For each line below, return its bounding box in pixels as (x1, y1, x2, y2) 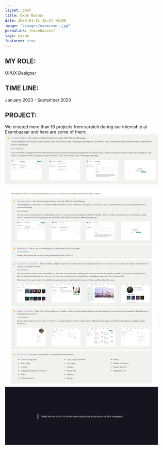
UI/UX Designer (5, 70, 36, 76)
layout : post (5, 8, 32, 13)
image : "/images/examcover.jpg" (5, 23, 70, 28)
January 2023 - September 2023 (5, 97, 71, 103)
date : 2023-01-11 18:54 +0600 (5, 18, 66, 23)
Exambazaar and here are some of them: (5, 129, 86, 135)
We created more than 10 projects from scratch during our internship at (5, 124, 147, 130)
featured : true (5, 39, 36, 44)
